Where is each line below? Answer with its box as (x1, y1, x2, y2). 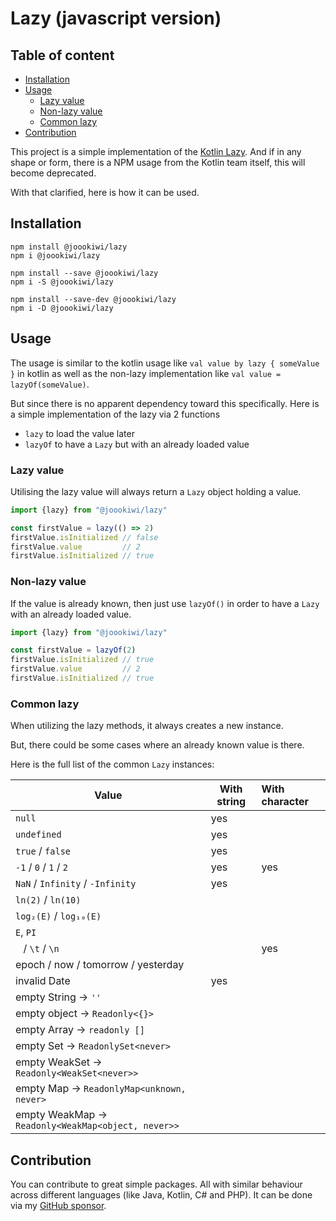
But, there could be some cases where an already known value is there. (10, 739, 305, 751)
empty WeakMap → (15, 1108, 108, 1122)
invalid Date (15, 974, 71, 988)
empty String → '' (15, 990, 102, 1004)
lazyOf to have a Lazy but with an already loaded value (24, 438, 250, 450)
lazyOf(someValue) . (10, 378, 90, 390)
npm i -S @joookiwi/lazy (10, 277, 114, 287)
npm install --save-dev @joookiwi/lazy (10, 294, 177, 304)
